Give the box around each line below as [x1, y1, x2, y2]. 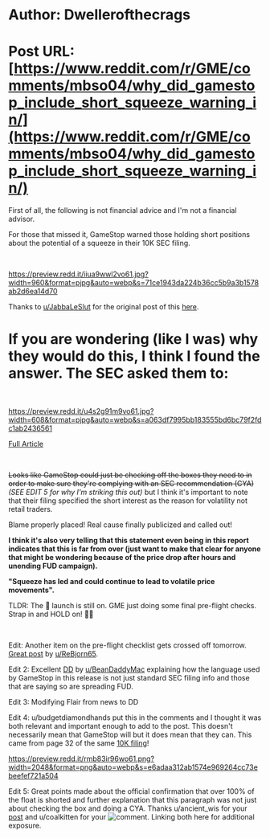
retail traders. [8, 505, 53, 514]
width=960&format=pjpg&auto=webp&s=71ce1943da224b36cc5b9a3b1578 [8, 278, 260, 288]
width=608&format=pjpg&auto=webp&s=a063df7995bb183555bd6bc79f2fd [8, 415, 262, 425]
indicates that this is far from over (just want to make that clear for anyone [8, 544, 261, 554]
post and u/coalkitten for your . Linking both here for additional [8, 812, 255, 822]
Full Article [8, 439, 44, 449]
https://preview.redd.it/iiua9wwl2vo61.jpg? [8, 269, 149, 279]
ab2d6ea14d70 [8, 287, 58, 296]
